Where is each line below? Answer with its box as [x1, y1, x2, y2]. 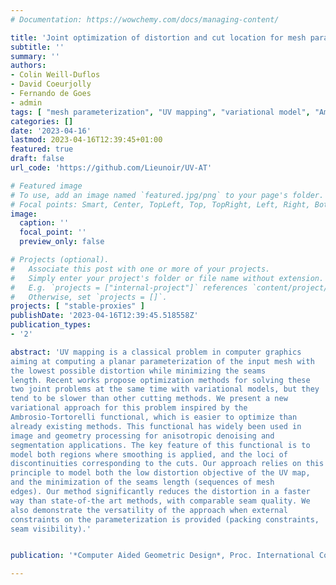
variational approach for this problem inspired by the [10, 403, 248, 413]
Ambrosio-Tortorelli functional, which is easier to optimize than [10, 412, 298, 422]
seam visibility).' [10, 524, 92, 534]
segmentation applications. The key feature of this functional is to [10, 440, 311, 450]
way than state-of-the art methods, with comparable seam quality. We [10, 496, 311, 506]
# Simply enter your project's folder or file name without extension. [10, 273, 325, 283]
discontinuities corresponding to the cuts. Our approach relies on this [10, 459, 325, 469]
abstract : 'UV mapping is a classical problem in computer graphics [10, 347, 302, 357]
